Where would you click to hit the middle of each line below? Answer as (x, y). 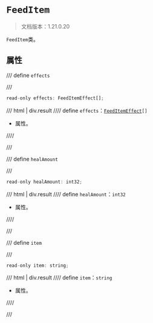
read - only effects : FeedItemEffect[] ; (55, 98)
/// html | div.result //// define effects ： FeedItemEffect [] (77, 110)
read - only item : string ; (37, 265)
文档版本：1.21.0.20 (45, 26)
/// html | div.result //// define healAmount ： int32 (66, 194)
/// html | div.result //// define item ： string (59, 278)
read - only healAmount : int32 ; (44, 182)
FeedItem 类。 (23, 39)
